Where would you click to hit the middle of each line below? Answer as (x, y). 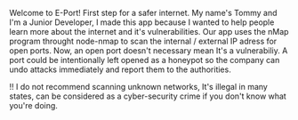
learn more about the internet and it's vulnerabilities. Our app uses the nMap (149, 32)
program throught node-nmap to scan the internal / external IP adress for (143, 41)
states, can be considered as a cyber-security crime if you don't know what (148, 96)
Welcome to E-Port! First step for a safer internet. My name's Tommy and (143, 13)
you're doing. (33, 105)
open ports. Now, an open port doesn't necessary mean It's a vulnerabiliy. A (149, 51)
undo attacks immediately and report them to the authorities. (120, 69)
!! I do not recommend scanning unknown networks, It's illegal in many (139, 87)
